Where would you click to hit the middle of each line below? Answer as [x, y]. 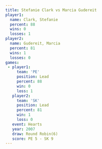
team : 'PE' [28, 72]
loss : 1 [25, 91]
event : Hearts [27, 124]
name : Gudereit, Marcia [35, 44]
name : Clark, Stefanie [34, 19]
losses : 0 [20, 58]
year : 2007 [24, 129]
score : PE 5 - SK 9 [33, 139]
